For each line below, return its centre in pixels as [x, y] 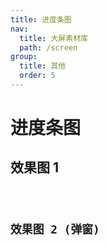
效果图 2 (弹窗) [55, 229]
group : [24, 57]
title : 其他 [43, 66]
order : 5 [37, 76]
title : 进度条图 [41, 19]
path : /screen [48, 47]
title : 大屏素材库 [53, 38]
